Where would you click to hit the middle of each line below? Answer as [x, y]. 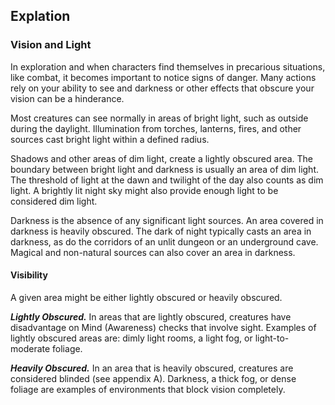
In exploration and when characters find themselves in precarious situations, [168, 66]
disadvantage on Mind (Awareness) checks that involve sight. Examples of [163, 327]
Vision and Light [51, 45]
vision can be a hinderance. [67, 98]
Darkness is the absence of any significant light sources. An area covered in [167, 220]
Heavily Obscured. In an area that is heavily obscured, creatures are [152, 368]
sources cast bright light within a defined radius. [110, 139]
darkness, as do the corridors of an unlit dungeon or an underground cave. [164, 241]
